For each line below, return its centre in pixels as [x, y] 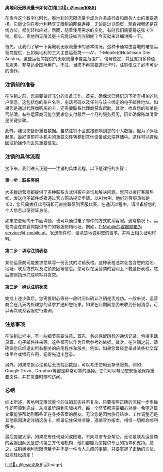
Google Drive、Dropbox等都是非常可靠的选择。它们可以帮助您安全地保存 [78, 370]
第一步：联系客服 [22, 180]
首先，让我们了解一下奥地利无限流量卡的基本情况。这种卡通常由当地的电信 [79, 46]
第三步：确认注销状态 [26, 287]
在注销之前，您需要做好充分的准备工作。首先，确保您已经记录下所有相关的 [79, 96]
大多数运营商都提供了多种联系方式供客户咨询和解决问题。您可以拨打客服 [77, 192]
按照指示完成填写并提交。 [35, 275]
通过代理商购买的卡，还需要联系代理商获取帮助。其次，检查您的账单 [86, 108]
